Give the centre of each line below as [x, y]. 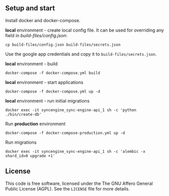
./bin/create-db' [23, 114]
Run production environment [35, 124]
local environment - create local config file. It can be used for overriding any [84, 30]
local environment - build [32, 64]
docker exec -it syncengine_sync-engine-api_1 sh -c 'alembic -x [75, 151]
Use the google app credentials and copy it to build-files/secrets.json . [81, 54]
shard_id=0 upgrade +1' [30, 156]
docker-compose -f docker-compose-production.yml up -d [65, 133]
